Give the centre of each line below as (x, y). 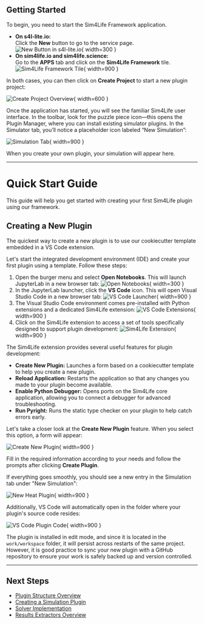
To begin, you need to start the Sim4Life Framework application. (87, 24)
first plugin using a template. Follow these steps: (67, 265)
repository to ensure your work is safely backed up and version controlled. (100, 556)
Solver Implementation (43, 609)
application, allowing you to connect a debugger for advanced (93, 397)
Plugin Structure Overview (48, 595)
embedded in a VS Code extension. (51, 247)
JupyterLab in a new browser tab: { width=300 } (100, 283)
